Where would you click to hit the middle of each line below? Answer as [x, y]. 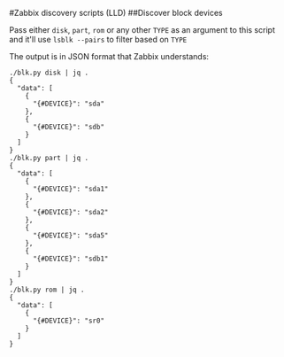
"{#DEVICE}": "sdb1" [70, 259]
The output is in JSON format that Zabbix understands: [109, 56]
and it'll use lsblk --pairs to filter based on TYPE [98, 39]
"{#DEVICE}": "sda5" [70, 236]
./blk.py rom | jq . [47, 290]
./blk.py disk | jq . [49, 73]
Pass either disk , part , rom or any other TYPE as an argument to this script [142, 30]
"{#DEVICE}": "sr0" [68, 321]
